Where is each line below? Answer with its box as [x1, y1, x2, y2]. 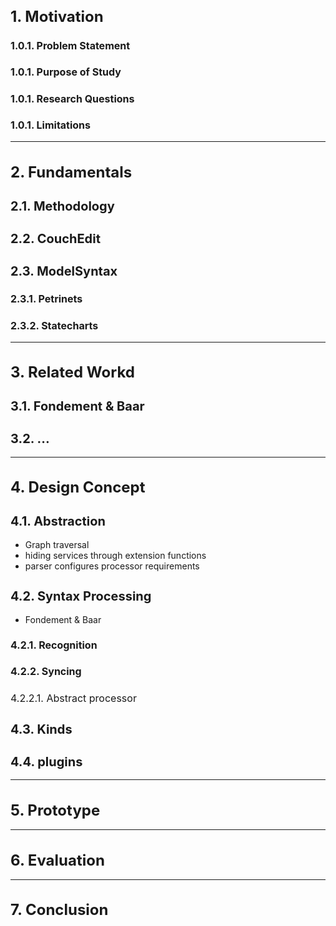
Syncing [41, 665, 82, 679]
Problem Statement [36, 38, 131, 52]
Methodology [33, 198, 115, 214]
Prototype [27, 800, 101, 820]
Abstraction [33, 513, 106, 530]
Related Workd [27, 363, 135, 382]
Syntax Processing [36, 588, 152, 604]
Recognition [38, 638, 98, 652]
